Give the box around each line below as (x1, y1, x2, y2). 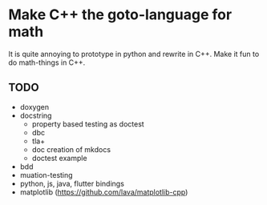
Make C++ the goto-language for (8, 6, 233, 24)
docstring (19, 111, 52, 120)
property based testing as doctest (31, 119, 144, 129)
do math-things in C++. (8, 58, 86, 67)
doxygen (19, 102, 50, 111)
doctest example (31, 153, 87, 163)
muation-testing (19, 170, 74, 179)
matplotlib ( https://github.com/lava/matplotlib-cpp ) (19, 187, 188, 197)
